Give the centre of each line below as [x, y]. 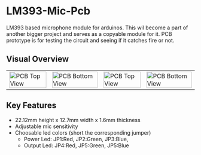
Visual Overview [38, 59]
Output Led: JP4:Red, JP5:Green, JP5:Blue [77, 145]
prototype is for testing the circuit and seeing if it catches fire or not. [90, 40]
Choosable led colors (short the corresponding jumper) [83, 132]
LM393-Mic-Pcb [48, 11]
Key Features [31, 106]
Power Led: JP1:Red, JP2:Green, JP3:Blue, [76, 139]
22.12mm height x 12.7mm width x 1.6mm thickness [77, 120]
